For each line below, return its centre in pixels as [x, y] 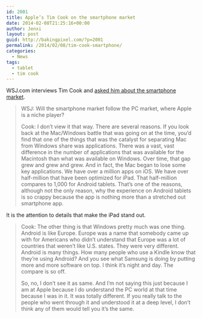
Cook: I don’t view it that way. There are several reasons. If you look [105, 126]
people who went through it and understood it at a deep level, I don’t [106, 302]
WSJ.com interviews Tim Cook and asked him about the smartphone [91, 90]
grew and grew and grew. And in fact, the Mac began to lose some [103, 165]
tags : [13, 62]
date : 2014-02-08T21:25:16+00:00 [48, 23]
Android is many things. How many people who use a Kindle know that [108, 252]
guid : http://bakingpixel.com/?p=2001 [55, 40]
